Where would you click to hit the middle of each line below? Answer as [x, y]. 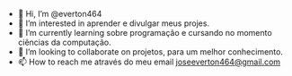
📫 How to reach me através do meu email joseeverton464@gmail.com [149, 62]
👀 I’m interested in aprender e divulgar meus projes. [113, 23]
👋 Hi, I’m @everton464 [60, 14]
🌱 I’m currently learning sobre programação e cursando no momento [145, 33]
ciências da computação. [65, 42]
